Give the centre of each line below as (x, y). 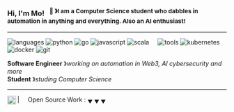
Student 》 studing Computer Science (60, 79)
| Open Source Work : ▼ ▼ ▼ (62, 100)
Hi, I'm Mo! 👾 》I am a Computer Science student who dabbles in (103, 13)
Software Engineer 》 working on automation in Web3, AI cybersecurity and (115, 63)
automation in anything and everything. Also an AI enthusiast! (96, 21)
